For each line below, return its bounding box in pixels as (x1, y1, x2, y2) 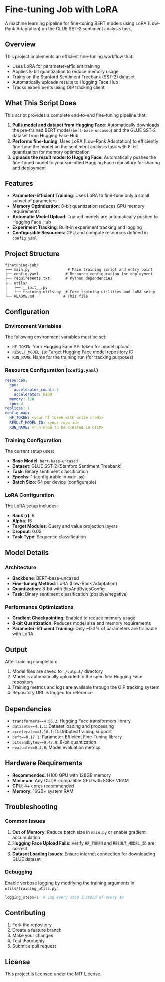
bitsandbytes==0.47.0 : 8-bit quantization (12, 739, 96, 745)
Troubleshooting (5, 803, 58, 811)
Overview (5, 40, 36, 49)
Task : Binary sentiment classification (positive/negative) (12, 591, 128, 597)
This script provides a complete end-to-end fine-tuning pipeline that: (5, 112, 147, 118)
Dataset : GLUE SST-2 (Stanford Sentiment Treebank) (12, 463, 122, 469)
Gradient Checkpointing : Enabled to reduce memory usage (12, 615, 136, 621)
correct (12, 845, 28, 851)
